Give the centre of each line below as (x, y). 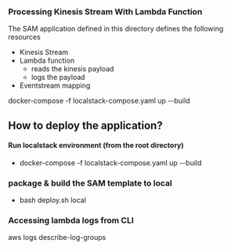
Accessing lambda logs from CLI (71, 220)
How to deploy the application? (85, 125)
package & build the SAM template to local (90, 183)
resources (24, 37)
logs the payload (58, 78)
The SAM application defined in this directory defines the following (116, 29)
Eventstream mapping (55, 85)
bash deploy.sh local (52, 200)
